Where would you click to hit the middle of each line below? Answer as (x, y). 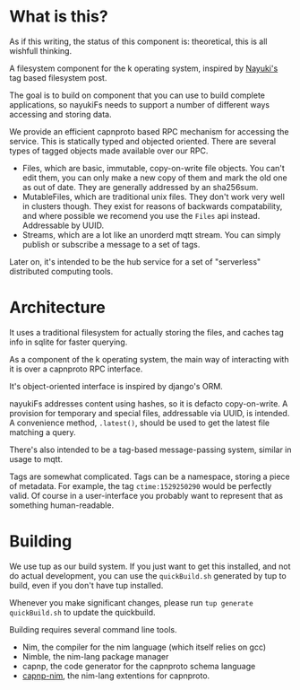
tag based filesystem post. (58, 77)
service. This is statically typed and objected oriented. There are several (142, 141)
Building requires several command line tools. (93, 629)
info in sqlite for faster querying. (69, 342)
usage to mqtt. (36, 459)
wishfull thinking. (41, 50)
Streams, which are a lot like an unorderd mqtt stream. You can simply (151, 234)
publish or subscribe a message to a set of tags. (111, 244)
